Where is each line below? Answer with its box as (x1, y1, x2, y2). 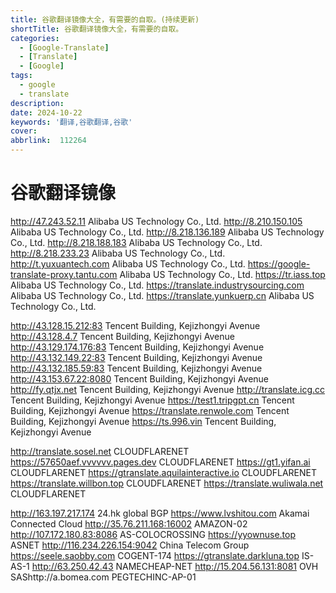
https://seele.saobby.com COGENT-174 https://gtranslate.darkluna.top (10, 549, 300, 561)
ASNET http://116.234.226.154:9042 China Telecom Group (10, 539, 250, 551)
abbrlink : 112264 (10, 136, 87, 146)
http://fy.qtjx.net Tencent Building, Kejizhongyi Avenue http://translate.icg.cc (10, 383, 326, 395)
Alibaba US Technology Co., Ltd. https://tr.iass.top (119, 268, 326, 280)
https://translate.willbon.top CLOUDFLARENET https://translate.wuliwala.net (10, 477, 324, 489)
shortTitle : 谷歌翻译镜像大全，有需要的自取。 (10, 24, 184, 34)
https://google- (247, 257, 311, 270)
